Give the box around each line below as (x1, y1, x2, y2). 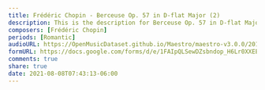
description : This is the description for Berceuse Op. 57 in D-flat (8, 19, 242, 27)
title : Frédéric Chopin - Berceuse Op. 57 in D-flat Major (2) (8, 11, 221, 20)
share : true (8, 63, 47, 70)
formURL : (8, 48, 37, 56)
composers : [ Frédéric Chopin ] (8, 26, 108, 34)
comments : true (8, 56, 58, 63)
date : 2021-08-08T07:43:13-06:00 (8, 70, 118, 77)
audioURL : (8, 41, 41, 49)
